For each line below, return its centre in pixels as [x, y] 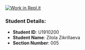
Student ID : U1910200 [36, 32]
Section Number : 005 [36, 43]
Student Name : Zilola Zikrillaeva [46, 38]
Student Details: [26, 21]
